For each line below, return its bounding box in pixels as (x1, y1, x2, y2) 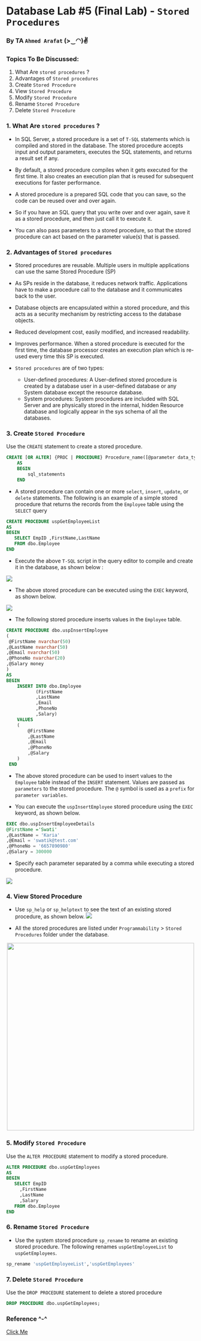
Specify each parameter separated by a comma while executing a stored (14, 860, 194, 867)
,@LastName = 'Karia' (6, 832, 60, 838)
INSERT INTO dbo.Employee (17, 683, 82, 689)
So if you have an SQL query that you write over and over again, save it (14, 208, 190, 215)
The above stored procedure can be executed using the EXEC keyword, (14, 586, 188, 594)
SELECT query (14, 507, 48, 514)
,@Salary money (6, 661, 44, 667)
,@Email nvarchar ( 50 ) (6, 649, 60, 655)
